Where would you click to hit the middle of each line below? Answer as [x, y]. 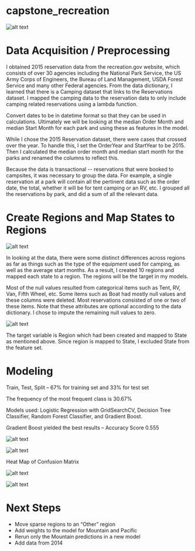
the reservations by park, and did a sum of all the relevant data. [83, 194]
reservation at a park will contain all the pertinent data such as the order [93, 181]
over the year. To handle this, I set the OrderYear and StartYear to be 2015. [96, 145]
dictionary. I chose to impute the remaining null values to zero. [81, 312]
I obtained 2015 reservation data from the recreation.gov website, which [93, 67]
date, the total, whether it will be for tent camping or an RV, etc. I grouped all [98, 188]
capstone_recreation [58, 11]
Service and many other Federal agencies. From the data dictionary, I [89, 85]
